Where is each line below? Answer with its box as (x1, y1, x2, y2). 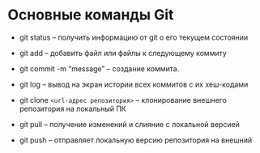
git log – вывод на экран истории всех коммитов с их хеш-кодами (19, 79, 249, 89)
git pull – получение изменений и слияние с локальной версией (19, 119, 241, 129)
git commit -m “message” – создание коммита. (19, 63, 180, 74)
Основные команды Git (7, 6, 174, 24)
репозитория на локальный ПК (19, 104, 126, 113)
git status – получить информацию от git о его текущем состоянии (19, 32, 249, 42)
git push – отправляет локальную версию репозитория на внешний (19, 135, 253, 145)
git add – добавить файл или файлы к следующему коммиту (19, 48, 228, 57)
